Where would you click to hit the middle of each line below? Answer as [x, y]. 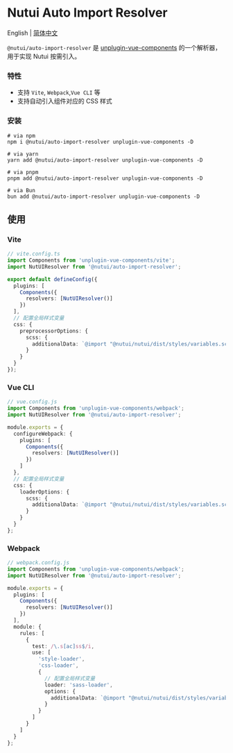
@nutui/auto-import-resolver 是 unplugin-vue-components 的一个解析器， [114, 47]
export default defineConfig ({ [52, 279]
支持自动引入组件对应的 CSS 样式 [64, 101]
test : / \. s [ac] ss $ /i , [63, 646]
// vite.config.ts [34, 254]
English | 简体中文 [33, 33]
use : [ [42, 653]
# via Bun [21, 190]
